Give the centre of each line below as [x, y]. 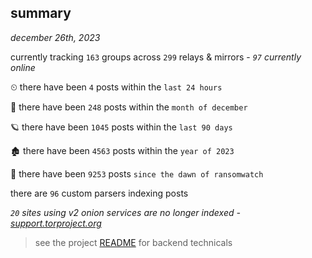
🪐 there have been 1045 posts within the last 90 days [121, 127]
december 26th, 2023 [55, 37]
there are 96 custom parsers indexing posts [99, 193]
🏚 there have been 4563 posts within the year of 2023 [122, 150]
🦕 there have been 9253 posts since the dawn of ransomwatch [137, 173]
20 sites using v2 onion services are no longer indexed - [125, 212]
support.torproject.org [56, 223]
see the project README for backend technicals [133, 242]
